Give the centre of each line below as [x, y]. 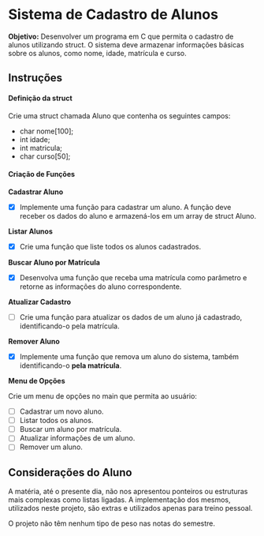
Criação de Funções [42, 174]
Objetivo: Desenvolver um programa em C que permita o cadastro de [121, 36]
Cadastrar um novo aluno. [61, 411]
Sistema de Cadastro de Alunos [113, 15]
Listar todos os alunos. [56, 421]
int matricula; [41, 148]
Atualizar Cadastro [40, 302]
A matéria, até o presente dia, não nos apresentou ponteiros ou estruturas [128, 492]
